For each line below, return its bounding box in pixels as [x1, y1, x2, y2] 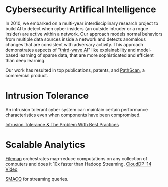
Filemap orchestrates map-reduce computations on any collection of [5, 155, 147, 161]
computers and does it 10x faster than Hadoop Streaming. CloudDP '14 [5, 161, 152, 167]
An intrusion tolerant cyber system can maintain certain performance [5, 106, 148, 112]
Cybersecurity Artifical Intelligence [5, 4, 156, 15]
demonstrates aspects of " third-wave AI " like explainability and [5, 47, 136, 53]
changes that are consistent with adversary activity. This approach [5, 41, 143, 47]
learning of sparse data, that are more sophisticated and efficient [19, 52, 154, 58]
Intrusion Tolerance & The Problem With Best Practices [5, 121, 119, 127]
